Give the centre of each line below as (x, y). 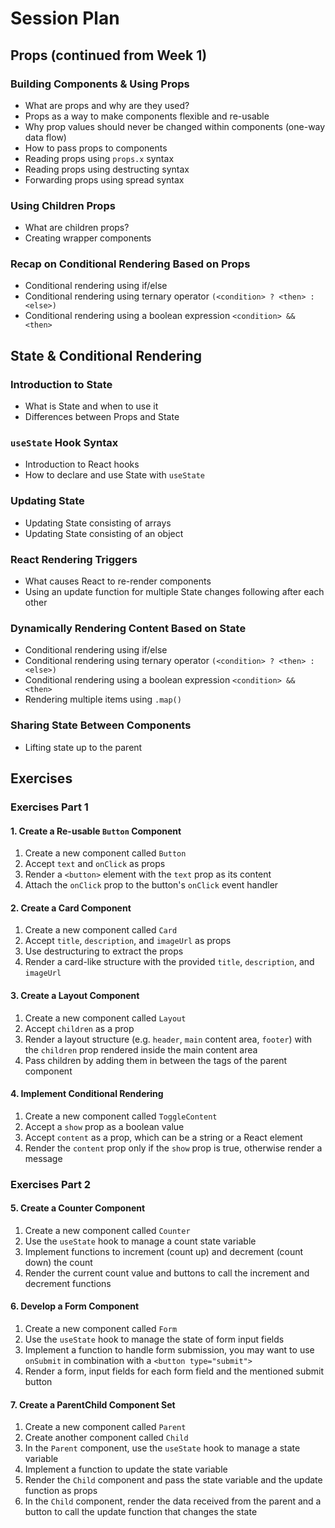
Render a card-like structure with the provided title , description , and (169, 962)
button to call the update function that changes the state (141, 1512)
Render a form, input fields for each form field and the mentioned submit (174, 1371)
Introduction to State (61, 384)
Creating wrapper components (88, 238)
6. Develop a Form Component (75, 1306)
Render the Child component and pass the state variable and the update (173, 1480)
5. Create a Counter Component (78, 1208)
